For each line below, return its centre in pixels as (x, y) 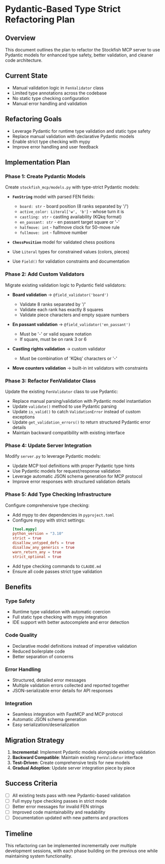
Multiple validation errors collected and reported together (71, 685)
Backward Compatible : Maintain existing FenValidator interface (78, 758)
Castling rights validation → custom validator (59, 349)
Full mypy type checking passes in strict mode (60, 801)
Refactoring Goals (34, 119)
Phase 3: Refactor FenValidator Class (51, 381)
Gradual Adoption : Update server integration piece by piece (74, 768)
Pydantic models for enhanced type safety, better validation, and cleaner (79, 55)
